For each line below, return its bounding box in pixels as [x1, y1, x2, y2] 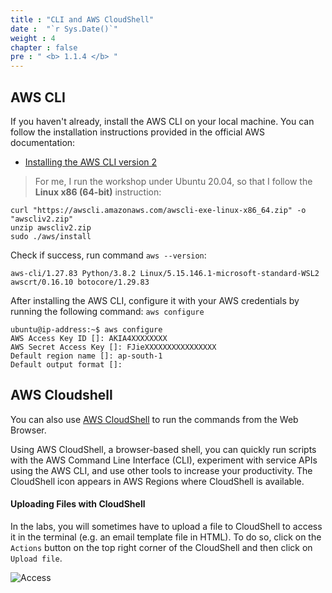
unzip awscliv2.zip [10, 222, 92, 233]
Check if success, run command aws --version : [10, 249, 207, 261]
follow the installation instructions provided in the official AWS [10, 126, 265, 138]
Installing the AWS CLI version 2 [24, 156, 158, 168]
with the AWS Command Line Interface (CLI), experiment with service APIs [10, 454, 318, 466]
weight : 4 [10, 33, 56, 43]
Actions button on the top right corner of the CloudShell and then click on [10, 541, 313, 553]
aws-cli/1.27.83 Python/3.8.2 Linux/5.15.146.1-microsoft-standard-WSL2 [10, 268, 320, 278]
